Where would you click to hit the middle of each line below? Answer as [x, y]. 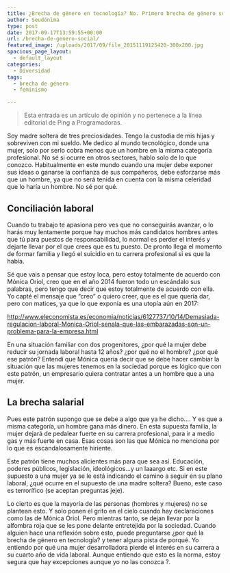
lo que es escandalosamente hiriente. [60, 448]
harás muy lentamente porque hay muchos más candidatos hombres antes [113, 232]
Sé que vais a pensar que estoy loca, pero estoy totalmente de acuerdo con [114, 274]
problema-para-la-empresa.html [53, 331]
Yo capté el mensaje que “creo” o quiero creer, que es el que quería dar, [108, 296]
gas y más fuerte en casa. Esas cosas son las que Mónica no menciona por [113, 441]
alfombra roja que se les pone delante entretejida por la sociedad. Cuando [112, 525]
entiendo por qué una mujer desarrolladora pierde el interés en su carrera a [113, 547]
